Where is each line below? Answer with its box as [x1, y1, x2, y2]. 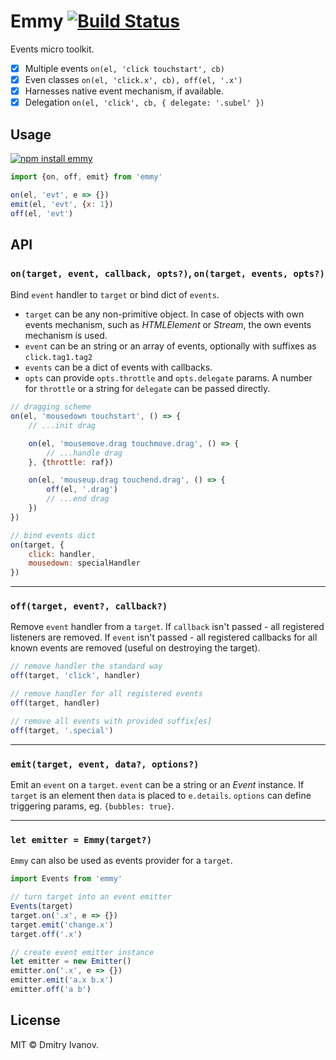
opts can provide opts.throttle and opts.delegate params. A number [24, 372, 313, 384]
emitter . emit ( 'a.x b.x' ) [10, 975, 114, 985]
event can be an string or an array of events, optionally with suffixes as [24, 340, 317, 352]
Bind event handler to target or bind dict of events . [10, 289, 220, 301]
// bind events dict [10, 530, 97, 540]
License [10, 1012, 61, 1029]
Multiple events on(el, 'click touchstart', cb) [24, 62, 225, 74]
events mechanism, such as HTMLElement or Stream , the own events [24, 319, 312, 331]
